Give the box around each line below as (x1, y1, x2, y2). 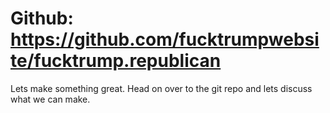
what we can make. (10, 93, 91, 105)
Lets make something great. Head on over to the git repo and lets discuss (10, 82, 313, 94)
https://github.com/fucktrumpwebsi (10, 28, 320, 51)
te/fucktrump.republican (10, 50, 222, 72)
